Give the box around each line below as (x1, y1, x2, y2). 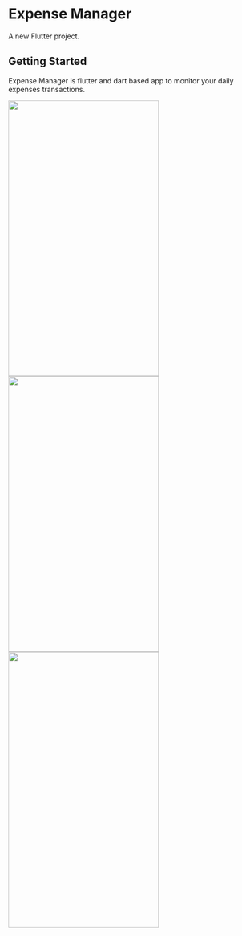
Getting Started (8, 55, 87, 68)
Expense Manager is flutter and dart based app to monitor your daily (8, 75, 234, 85)
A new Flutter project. (8, 31, 80, 41)
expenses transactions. (8, 84, 86, 94)
